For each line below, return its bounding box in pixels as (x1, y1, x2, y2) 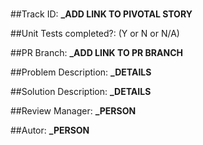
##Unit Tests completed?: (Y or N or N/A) (10, 28, 180, 40)
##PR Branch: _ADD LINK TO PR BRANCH (10, 47, 183, 59)
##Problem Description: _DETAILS (10, 66, 152, 78)
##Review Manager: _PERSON (10, 105, 137, 117)
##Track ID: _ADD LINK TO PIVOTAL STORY (10, 8, 193, 20)
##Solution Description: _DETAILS (10, 86, 152, 98)
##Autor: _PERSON (10, 124, 90, 137)
